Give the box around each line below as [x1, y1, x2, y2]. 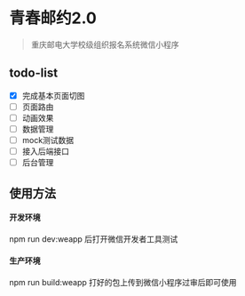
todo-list [9, 66, 59, 81]
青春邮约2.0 [9, 8, 98, 28]
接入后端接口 [21, 146, 69, 156]
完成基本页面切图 [21, 90, 85, 100]
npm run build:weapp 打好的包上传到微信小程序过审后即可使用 [9, 276, 237, 287]
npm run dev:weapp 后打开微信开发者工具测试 [9, 233, 178, 244]
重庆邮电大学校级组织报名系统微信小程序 [30, 39, 179, 50]
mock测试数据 [21, 135, 75, 145]
